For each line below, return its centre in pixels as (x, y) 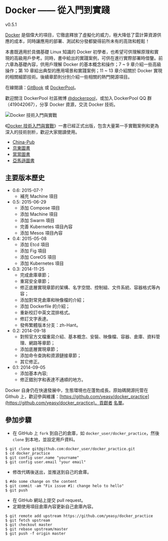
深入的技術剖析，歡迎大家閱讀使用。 (42, 132)
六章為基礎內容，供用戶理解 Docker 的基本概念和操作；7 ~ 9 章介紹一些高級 (83, 64)
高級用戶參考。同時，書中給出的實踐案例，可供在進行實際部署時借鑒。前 (88, 58)
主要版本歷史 (25, 178)
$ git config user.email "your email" (45, 462)
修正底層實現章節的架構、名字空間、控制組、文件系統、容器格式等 (88, 287)
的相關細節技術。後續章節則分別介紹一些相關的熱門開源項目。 (69, 77)
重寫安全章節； (35, 281)
